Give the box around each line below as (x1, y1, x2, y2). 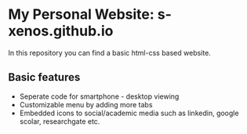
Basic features (8, 71, 81, 84)
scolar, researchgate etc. (19, 116, 100, 126)
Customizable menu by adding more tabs (19, 100, 153, 109)
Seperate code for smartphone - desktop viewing (19, 92, 180, 101)
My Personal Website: (8, 5, 154, 24)
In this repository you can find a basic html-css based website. (8, 48, 212, 57)
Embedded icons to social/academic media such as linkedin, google (19, 108, 239, 118)
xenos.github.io (8, 22, 114, 40)
